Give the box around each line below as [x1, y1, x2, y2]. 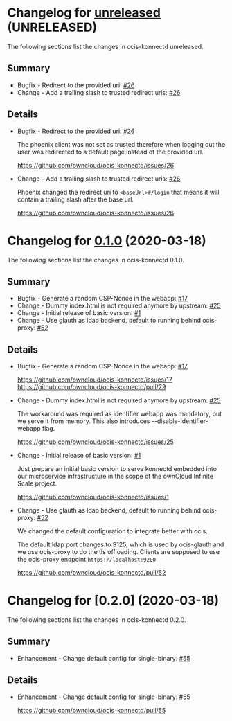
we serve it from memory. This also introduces [17, 417, 150, 425]
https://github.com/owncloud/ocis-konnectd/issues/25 [17, 438, 175, 446]
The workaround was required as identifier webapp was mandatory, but [17, 410, 222, 418]
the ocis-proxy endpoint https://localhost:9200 [17, 555, 157, 564]
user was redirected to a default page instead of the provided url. [17, 148, 204, 156]
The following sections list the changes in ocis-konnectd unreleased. [7, 42, 204, 51]
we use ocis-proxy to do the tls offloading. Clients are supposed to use [17, 548, 220, 556]
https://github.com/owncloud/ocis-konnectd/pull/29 [17, 383, 166, 391]
